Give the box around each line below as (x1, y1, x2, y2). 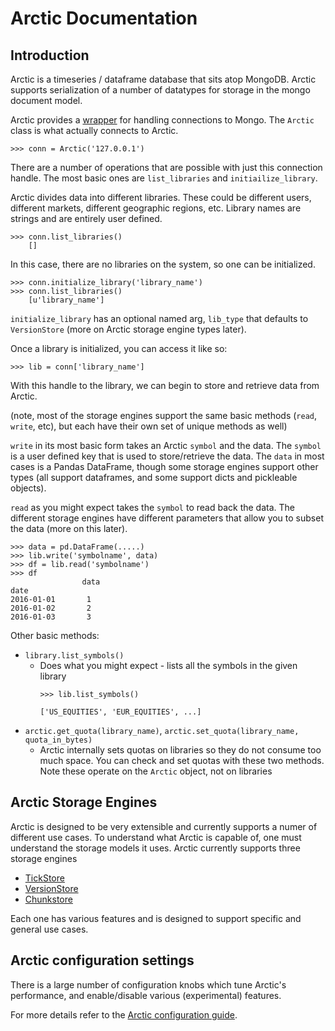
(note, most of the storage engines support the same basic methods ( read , (10, 410, 318, 421)
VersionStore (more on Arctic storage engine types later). (10, 323, 247, 335)
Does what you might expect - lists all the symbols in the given (39, 660, 298, 671)
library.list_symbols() (24, 651, 125, 661)
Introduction (10, 47, 90, 64)
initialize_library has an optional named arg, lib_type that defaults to (10, 313, 309, 324)
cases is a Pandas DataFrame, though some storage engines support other (10, 461, 319, 472)
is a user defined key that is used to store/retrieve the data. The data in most (10, 450, 325, 462)
